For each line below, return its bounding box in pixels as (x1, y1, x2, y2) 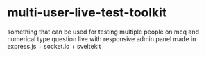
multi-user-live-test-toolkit (7, 5, 167, 21)
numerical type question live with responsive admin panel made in (7, 34, 196, 43)
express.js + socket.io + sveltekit (7, 42, 101, 50)
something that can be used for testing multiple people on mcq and (7, 27, 200, 36)
